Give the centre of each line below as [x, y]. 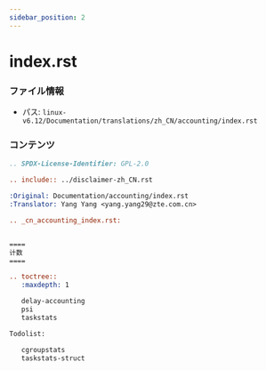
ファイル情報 [37, 91]
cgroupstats [43, 350]
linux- [54, 113]
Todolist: [28, 334]
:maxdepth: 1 [45, 286]
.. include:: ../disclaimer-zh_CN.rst [81, 180]
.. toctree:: [33, 277]
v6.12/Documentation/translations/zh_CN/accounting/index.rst [140, 121]
